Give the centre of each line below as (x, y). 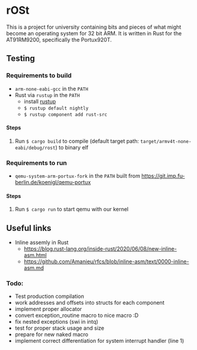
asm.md (34, 268)
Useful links (29, 228)
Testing (21, 58)
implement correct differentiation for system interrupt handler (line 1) (99, 341)
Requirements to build (39, 75)
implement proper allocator (48, 309)
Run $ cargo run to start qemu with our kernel (72, 209)
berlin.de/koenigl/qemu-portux (53, 182)
